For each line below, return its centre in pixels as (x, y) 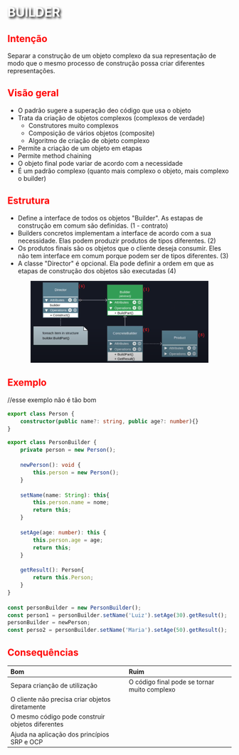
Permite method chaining (54, 155)
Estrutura (29, 201)
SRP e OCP (27, 741)
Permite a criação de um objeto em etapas (80, 148)
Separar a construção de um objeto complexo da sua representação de (112, 56)
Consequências (43, 652)
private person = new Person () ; (68, 450)
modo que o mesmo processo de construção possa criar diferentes (106, 63)
